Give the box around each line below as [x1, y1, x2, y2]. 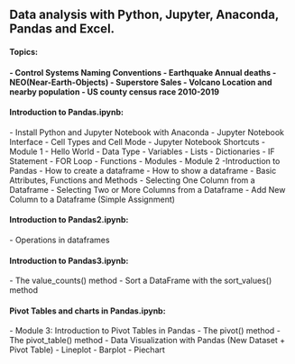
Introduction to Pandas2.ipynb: [9, 214, 129, 225]
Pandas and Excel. [9, 22, 115, 37]
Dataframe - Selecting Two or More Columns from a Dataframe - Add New [9, 184, 286, 195]
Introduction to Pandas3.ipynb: [9, 255, 129, 266]
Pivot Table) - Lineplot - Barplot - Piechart [9, 344, 165, 355]
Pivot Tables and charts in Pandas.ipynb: [9, 305, 166, 316]
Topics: [9, 46, 39, 57]
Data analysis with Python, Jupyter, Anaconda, [9, 7, 280, 23]
